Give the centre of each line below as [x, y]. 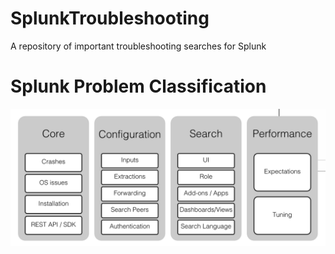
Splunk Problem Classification [138, 86]
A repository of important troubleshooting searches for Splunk [138, 46]
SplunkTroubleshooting [110, 18]
